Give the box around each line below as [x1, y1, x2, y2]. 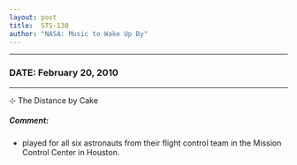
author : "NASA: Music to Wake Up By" [9, 29, 148, 38]
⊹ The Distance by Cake [9, 94, 99, 106]
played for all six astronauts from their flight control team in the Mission [21, 138, 282, 148]
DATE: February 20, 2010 [9, 67, 119, 79]
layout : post [9, 12, 57, 22]
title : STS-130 [9, 21, 69, 30]
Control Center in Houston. [21, 146, 120, 157]
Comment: [9, 116, 49, 126]
